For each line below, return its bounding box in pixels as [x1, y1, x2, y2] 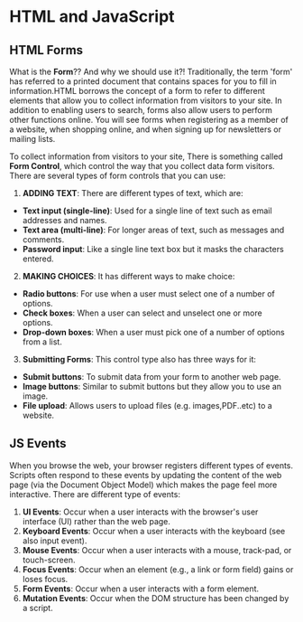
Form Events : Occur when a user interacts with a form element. [22, 583, 260, 594]
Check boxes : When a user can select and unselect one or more [22, 307, 263, 318]
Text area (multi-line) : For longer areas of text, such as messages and [22, 224, 285, 235]
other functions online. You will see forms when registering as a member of [9, 115, 289, 125]
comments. [22, 234, 65, 245]
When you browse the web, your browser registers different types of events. [9, 459, 294, 471]
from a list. [22, 336, 63, 347]
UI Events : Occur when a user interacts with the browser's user [22, 506, 259, 517]
